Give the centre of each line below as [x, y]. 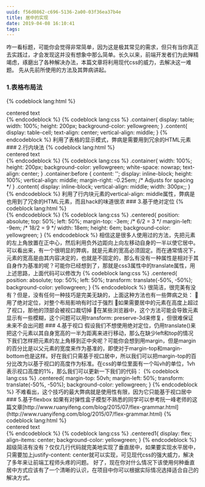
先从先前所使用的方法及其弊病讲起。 [64, 70]
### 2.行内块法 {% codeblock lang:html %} [61, 147]
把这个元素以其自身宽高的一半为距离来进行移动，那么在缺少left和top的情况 [100, 333]
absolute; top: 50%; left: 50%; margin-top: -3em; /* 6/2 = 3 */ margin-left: [99, 221]
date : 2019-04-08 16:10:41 [41, 23]
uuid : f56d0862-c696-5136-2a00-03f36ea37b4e [64, 12]
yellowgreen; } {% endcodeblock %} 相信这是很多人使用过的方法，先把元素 [101, 235]
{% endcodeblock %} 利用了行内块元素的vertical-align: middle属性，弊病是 [101, 193]
